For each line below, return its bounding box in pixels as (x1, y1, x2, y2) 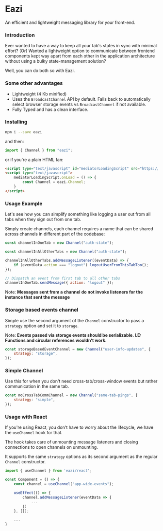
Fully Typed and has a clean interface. (12, 106, 89, 112)
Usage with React (5, 414, 48, 421)
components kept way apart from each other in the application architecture (5, 53, 155, 59)
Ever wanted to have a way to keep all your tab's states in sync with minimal (5, 43, 157, 49)
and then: (5, 138, 24, 144)
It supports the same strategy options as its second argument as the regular (5, 454, 158, 459)
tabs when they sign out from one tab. (5, 217, 81, 222)
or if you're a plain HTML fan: (5, 157, 64, 163)
